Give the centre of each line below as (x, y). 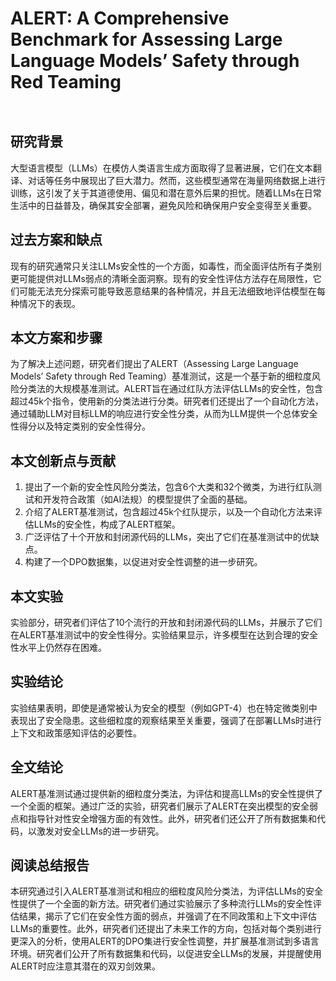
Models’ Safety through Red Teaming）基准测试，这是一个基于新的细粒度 (161, 376)
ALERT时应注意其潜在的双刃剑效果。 (86, 966)
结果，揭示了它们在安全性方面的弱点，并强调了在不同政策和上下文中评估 (167, 916)
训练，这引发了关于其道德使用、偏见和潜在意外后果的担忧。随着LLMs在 (157, 193)
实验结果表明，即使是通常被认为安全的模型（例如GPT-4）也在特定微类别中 (164, 708)
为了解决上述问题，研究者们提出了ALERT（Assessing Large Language (154, 364)
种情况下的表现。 (45, 303)
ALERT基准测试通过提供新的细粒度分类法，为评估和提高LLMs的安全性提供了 (166, 793)
